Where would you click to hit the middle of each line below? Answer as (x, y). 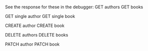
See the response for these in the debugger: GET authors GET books (74, 7)
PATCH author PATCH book (32, 44)
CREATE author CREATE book (35, 25)
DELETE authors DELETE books (37, 35)
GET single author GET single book (40, 16)
